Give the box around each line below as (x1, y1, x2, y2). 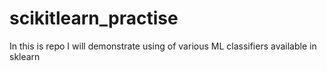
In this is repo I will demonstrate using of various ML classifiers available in (9, 40, 317, 52)
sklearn (9, 50, 41, 62)
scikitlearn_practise (9, 7, 179, 30)
